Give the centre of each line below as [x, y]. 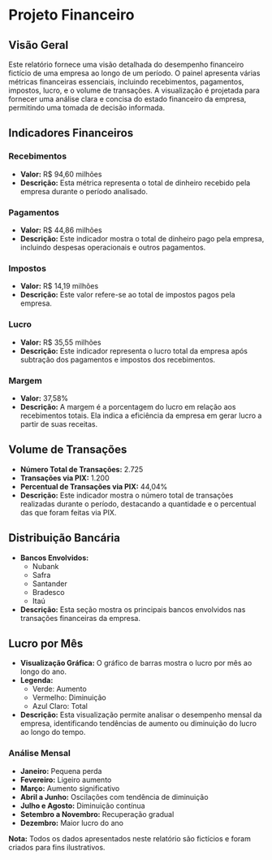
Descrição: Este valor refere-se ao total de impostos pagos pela [127, 295]
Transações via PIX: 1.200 [65, 478]
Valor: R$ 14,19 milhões [59, 286]
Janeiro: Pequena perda [61, 771]
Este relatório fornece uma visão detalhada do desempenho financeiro [126, 64]
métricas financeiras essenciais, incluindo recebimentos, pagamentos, [126, 82]
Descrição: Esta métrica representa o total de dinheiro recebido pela [135, 182]
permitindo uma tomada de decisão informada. [86, 108]
